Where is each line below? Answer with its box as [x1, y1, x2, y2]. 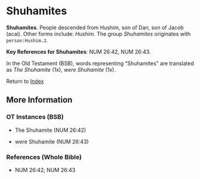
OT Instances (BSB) [6, 113, 64, 121]
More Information [6, 95, 73, 105]
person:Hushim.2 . [6, 36, 48, 44]
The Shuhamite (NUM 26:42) [14, 126, 87, 134]
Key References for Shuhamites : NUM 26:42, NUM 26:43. [6, 48, 151, 55]
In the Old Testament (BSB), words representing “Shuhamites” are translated [6, 60, 194, 67]
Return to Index [6, 78, 44, 85]
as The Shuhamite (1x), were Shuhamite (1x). [6, 66, 116, 73]
